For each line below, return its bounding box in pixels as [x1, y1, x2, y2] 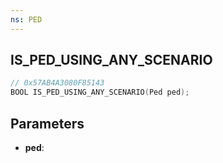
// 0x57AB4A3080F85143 [10, 78, 105, 88]
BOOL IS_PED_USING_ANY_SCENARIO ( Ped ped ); [10, 87, 190, 98]
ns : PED [10, 14, 43, 25]
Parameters [10, 115, 85, 132]
